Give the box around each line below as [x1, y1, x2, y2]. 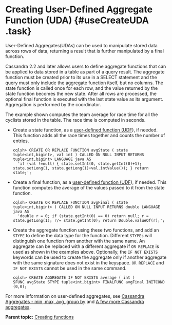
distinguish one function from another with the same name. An [12, 238, 145, 244]
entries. [12, 138, 29, 144]
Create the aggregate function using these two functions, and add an [12, 227, 159, 233]
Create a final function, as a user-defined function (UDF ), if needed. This [12, 179, 167, 185]
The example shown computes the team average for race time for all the [5, 111, 158, 118]
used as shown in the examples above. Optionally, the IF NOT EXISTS [12, 248, 158, 255]
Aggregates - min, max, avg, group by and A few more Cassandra [5, 298, 144, 304]
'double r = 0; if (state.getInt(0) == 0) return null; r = [17, 213, 149, 219]
